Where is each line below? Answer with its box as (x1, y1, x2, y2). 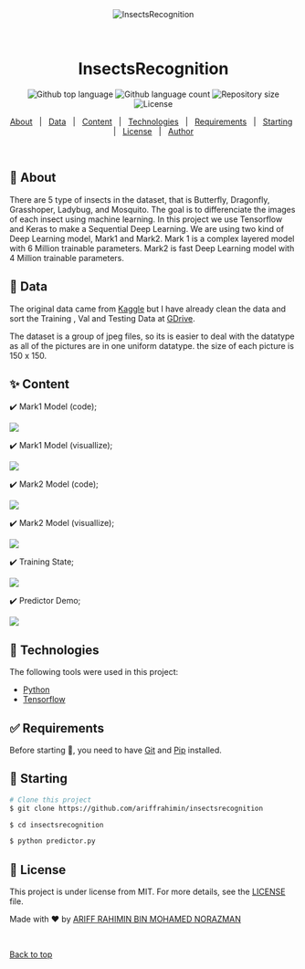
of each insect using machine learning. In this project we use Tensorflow (9, 214, 283, 225)
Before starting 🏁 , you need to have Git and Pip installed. (9, 744, 222, 755)
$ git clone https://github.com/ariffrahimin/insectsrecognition (9, 804, 263, 813)
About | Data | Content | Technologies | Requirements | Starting (9, 116, 293, 127)
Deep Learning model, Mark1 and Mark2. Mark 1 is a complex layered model (9, 233, 295, 244)
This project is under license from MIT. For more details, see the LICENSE (9, 886, 286, 898)
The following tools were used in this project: (9, 667, 179, 678)
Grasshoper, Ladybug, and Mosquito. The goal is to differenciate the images (9, 204, 296, 215)
